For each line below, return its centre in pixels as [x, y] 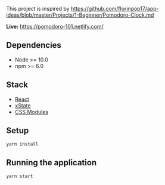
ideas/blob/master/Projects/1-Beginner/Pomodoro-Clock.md [80, 15]
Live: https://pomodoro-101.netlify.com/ [55, 27]
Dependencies [34, 45]
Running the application [52, 163]
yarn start [20, 176]
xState [23, 105]
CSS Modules [32, 112]
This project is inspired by [38, 9]
